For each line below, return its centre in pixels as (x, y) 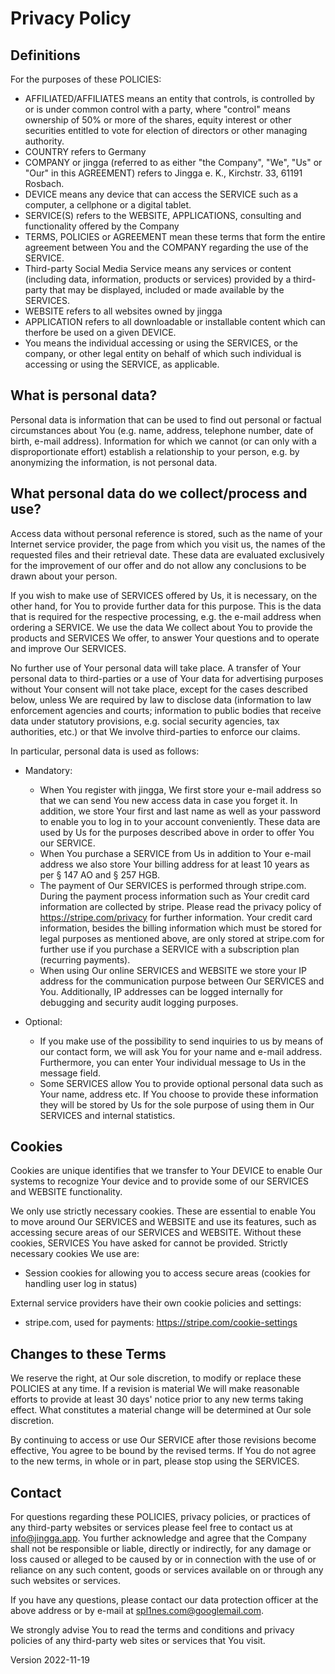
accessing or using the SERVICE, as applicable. (122, 364)
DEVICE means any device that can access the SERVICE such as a (161, 194)
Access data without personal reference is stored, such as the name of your (166, 533)
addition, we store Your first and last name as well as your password (180, 811)
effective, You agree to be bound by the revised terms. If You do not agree (163, 1451)
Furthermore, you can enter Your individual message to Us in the (173, 1062)
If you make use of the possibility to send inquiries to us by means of (181, 1041)
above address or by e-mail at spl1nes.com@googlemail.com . (137, 1611)
